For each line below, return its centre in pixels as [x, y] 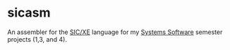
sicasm [29, 13]
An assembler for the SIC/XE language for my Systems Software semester [115, 32]
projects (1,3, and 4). [37, 39]
